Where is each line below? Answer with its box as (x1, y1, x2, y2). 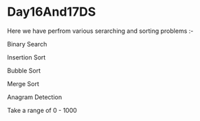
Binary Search (7, 40, 47, 48)
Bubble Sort (7, 66, 41, 75)
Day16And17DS (7, 4, 96, 20)
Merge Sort (7, 79, 39, 88)
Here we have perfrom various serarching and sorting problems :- (7, 27, 194, 35)
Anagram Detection (7, 93, 63, 101)
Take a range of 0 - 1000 (7, 106, 78, 114)
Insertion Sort (7, 53, 46, 62)
